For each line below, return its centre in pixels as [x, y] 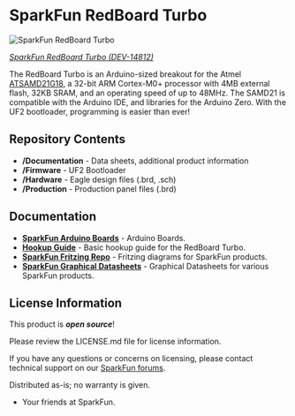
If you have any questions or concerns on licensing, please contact [131, 359]
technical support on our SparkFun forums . [87, 368]
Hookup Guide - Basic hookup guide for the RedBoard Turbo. [133, 247]
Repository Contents [68, 139]
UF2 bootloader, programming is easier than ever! [100, 111]
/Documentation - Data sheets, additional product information [135, 161]
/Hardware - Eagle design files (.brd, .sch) [99, 179]
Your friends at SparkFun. [68, 402]
